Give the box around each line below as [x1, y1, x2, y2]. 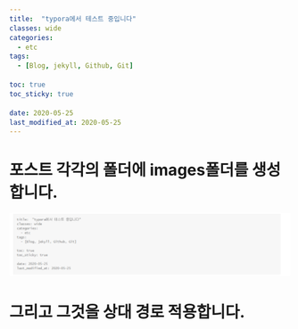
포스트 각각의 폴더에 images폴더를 [9, 160, 249, 180]
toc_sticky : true [9, 89, 74, 98]
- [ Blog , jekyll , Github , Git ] [17, 62, 134, 70]
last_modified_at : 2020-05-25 [9, 118, 122, 127]
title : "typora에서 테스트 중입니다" [9, 14, 137, 23]
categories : [9, 33, 54, 42]
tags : [9, 52, 29, 62]
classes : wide [9, 23, 62, 33]
